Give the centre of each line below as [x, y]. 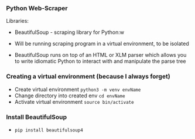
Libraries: [18, 21]
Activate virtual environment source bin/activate [74, 101]
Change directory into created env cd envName [70, 96]
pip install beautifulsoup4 [49, 130]
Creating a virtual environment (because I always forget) [88, 76]
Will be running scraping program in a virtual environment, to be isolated [102, 44]
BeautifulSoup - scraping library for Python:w [69, 32]
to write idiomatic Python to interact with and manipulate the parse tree [100, 61]
